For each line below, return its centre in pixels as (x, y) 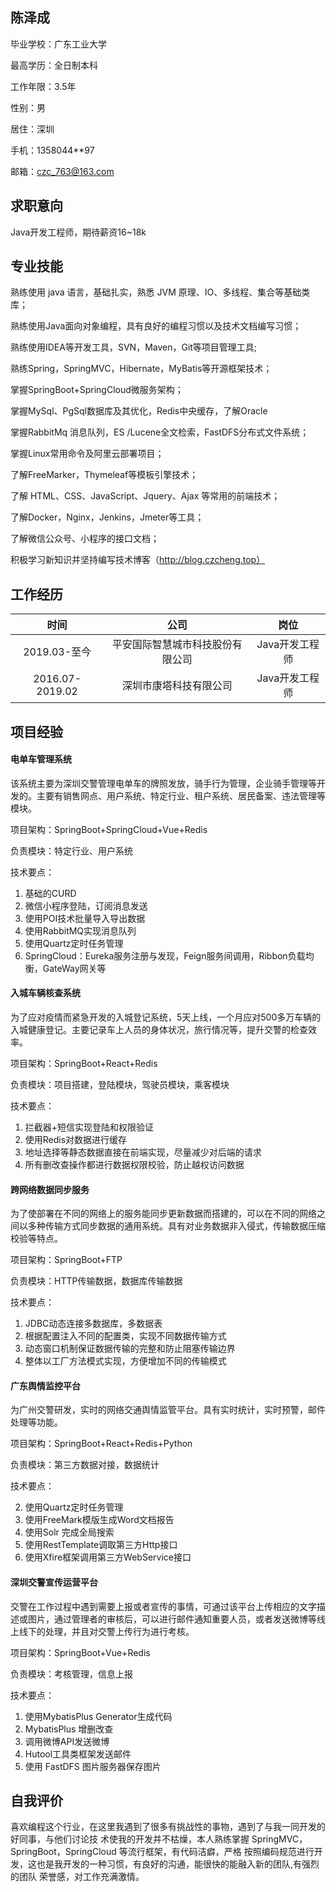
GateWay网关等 (74, 968)
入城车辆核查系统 (45, 993)
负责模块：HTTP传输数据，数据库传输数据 (96, 1281)
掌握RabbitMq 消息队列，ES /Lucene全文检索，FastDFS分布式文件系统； (160, 432)
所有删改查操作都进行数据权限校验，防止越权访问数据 (134, 1165)
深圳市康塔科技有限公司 (177, 686)
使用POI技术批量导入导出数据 (85, 918)
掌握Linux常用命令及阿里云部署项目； (87, 454)
